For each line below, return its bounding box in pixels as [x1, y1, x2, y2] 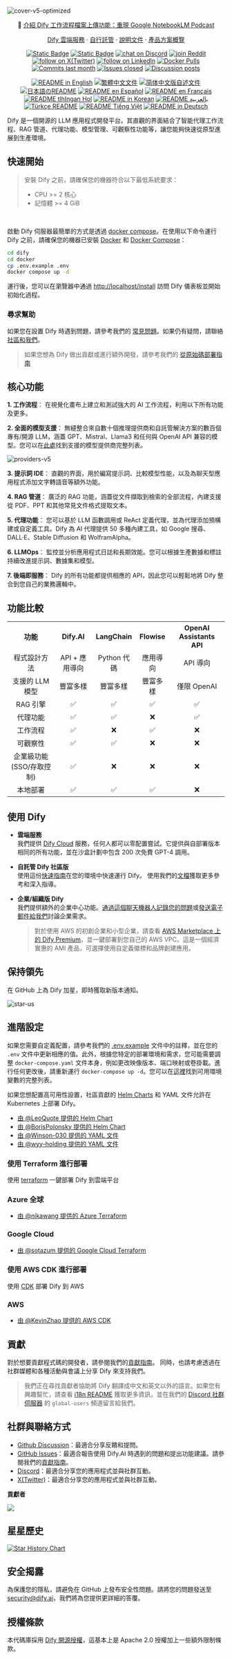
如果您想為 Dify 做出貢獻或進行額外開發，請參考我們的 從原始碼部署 [23, 350, 217, 358]
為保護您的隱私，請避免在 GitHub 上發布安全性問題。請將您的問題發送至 [7, 1585, 212, 1594]
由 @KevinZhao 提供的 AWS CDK [17, 1317, 112, 1325]
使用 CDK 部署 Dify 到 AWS [7, 1282, 84, 1290]
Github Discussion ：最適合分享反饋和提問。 [17, 1440, 142, 1449]
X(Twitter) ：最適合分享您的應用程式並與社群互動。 [17, 1475, 161, 1483]
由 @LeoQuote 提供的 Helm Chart [17, 1114, 113, 1122]
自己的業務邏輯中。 [25, 580, 80, 588]
